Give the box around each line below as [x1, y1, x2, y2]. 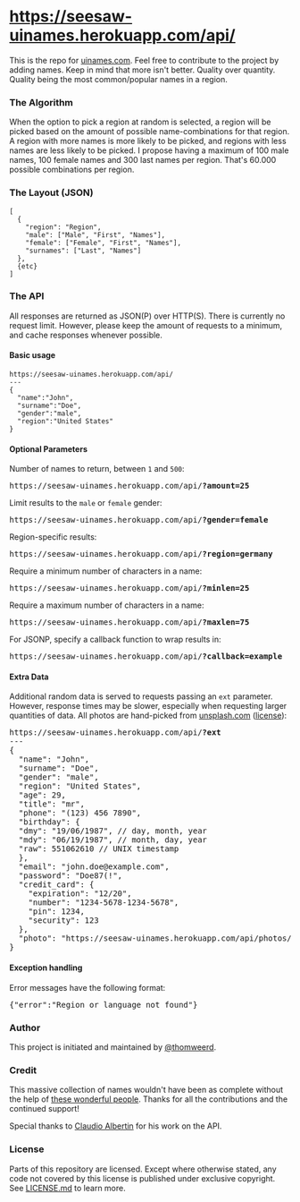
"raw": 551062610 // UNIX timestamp [18, 844, 179, 854]
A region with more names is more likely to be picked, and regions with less [9, 136, 287, 147]
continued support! [9, 1104, 80, 1114]
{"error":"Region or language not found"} [9, 1000, 198, 1010]
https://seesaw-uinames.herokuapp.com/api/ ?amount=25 [9, 481, 250, 491]
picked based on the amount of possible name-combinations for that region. [9, 126, 290, 137]
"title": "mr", [18, 799, 85, 809]
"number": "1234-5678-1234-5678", [28, 898, 179, 908]
